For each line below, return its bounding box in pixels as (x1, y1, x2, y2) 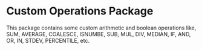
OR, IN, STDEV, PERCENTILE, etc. (6, 37, 90, 44)
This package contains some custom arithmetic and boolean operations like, (6, 24, 197, 31)
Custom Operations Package (6, 4, 154, 18)
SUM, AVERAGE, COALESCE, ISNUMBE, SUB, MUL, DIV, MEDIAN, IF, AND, (6, 30, 191, 37)
